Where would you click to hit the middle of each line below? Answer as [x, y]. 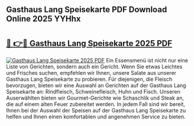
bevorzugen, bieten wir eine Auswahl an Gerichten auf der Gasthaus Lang [96, 85]
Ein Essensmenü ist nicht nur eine [147, 60]
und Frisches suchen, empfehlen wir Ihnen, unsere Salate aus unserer [91, 73]
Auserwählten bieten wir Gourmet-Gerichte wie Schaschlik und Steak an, [95, 98]
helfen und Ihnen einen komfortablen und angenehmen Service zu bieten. [96, 117]
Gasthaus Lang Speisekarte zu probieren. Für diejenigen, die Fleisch [89, 79]
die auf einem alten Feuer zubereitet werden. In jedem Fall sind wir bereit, [96, 104]
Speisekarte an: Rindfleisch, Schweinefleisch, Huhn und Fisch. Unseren [93, 92]
